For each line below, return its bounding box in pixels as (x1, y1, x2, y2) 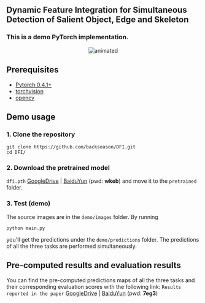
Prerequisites (6, 64, 59, 75)
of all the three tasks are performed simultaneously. (6, 242, 137, 250)
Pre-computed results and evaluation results (6, 260, 181, 270)
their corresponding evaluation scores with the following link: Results (6, 283, 182, 290)
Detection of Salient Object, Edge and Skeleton (6, 15, 189, 25)
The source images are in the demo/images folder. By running (6, 213, 158, 220)
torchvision (15, 87, 44, 94)
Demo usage (6, 112, 56, 122)
